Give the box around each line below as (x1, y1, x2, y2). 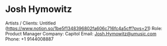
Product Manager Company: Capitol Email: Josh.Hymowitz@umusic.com (5, 30, 157, 36)
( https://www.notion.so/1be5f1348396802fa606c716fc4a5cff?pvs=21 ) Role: (5, 25, 162, 31)
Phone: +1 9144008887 (5, 36, 54, 42)
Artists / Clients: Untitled (5, 20, 56, 26)
